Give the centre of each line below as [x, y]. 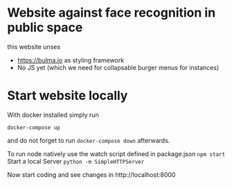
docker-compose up [34, 127]
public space [45, 27]
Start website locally [68, 96]
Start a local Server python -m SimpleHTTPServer [76, 161]
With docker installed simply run [53, 115]
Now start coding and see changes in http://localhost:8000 [91, 174]
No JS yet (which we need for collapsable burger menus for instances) [118, 67]
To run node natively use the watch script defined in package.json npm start [116, 153]
